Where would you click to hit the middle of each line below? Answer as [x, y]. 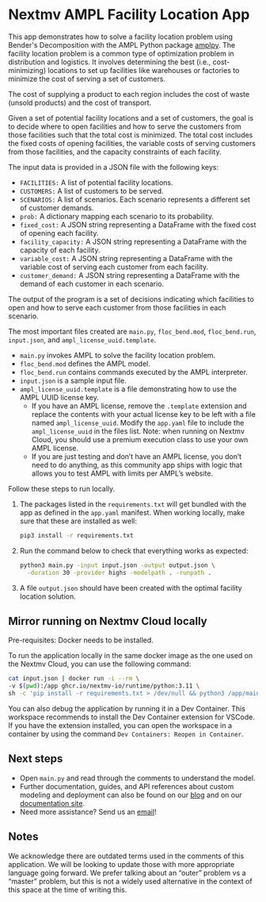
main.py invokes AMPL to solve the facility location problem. [118, 355]
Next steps [36, 759]
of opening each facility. [59, 233]
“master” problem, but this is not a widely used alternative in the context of [130, 881]
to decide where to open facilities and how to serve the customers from [125, 126]
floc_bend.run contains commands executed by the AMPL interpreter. [133, 372]
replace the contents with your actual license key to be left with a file [143, 414]
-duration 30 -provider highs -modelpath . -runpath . [120, 572]
